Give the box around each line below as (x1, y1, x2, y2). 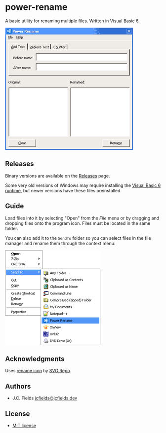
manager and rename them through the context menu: (5, 240, 116, 246)
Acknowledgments (5, 355, 65, 363)
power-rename (5, 1, 68, 13)
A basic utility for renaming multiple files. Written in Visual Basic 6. (5, 18, 140, 24)
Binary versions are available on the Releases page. (5, 173, 110, 179)
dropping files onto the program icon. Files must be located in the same (5, 220, 151, 226)
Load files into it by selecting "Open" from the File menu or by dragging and (5, 215, 160, 221)
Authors (5, 382, 31, 391)
